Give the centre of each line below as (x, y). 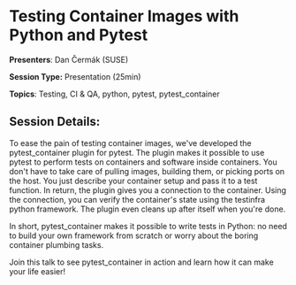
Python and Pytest (79, 35)
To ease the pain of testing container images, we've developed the (130, 142)
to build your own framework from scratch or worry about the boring (134, 235)
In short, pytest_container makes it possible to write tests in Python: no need (148, 226)
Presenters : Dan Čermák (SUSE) (69, 59)
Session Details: (55, 122)
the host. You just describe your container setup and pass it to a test (133, 181)
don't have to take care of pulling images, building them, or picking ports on (147, 171)
